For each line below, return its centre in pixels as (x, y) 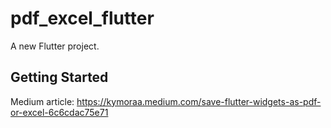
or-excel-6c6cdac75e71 (59, 112)
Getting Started (59, 77)
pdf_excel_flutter (82, 18)
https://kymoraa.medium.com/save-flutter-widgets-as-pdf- (199, 101)
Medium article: (42, 101)
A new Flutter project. (55, 46)
